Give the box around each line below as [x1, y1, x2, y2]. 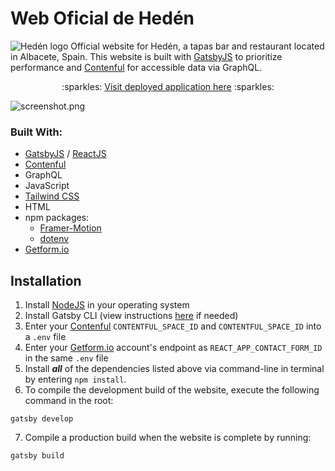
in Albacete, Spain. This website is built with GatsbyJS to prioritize [10, 50, 283, 62]
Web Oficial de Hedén [10, 7, 195, 30]
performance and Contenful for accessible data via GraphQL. [10, 61, 263, 73]
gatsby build [10, 451, 65, 461]
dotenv [39, 233, 70, 245]
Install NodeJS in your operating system [24, 299, 190, 311]
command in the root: [24, 395, 114, 407]
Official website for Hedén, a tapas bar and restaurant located [70, 40, 325, 52]
